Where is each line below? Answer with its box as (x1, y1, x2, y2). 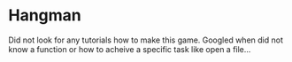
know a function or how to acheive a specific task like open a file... (8, 43, 251, 54)
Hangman (8, 5, 81, 26)
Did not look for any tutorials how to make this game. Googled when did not (8, 35, 284, 45)
